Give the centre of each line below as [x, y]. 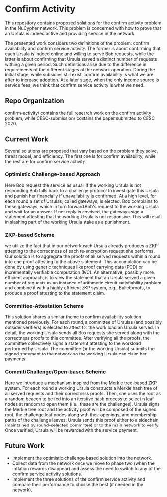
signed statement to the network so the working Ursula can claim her [76, 354]
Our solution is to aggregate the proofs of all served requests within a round [83, 256]
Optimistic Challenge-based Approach [53, 174]
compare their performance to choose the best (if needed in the [78, 484]
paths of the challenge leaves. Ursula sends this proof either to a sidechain [82, 420]
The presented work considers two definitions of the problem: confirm [77, 43]
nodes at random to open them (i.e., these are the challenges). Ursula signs [83, 404]
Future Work [25, 446]
